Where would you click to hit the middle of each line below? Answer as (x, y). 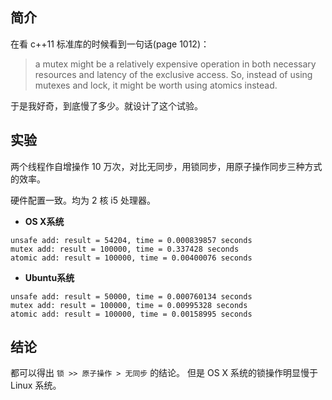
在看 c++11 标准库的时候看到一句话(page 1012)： (110, 44)
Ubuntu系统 (49, 277)
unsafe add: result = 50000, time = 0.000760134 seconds (131, 296)
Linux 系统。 (36, 385)
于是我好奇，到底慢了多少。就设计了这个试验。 (106, 105)
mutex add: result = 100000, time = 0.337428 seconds (125, 249)
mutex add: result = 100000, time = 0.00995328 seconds (129, 305)
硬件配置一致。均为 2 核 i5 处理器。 (83, 200)
